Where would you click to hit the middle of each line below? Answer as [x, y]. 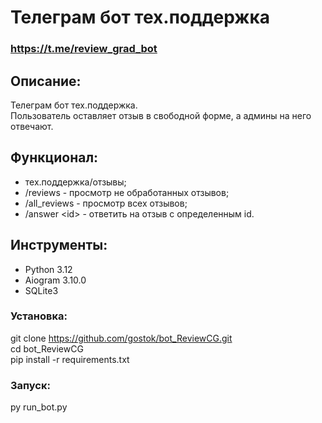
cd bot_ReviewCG [47, 348]
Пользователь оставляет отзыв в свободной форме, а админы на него [161, 115]
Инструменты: [59, 245]
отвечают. [32, 126]
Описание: [46, 81]
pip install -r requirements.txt [70, 359]
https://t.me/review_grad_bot [84, 49]
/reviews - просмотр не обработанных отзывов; [127, 192]
